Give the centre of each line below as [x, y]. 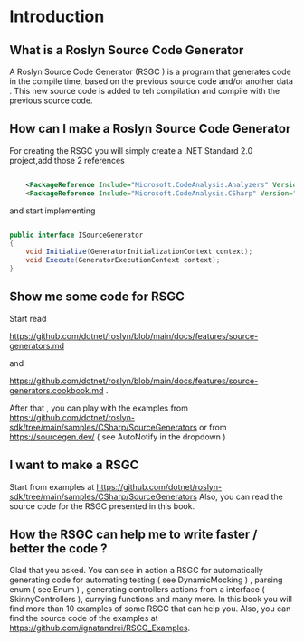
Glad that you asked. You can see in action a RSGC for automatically [137, 571]
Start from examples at [52, 486]
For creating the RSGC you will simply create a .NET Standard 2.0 [131, 150]
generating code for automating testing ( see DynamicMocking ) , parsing [146, 580]
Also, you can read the [241, 496]
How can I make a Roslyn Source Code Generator [150, 129]
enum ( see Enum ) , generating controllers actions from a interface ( [137, 590]
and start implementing [52, 211]
